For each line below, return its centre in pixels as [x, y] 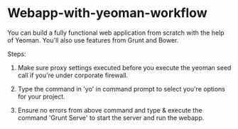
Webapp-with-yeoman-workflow [107, 13]
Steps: [17, 54]
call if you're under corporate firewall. [73, 75]
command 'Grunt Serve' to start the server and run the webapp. [111, 118]
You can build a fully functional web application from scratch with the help [116, 33]
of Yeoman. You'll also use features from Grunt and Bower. [93, 40]
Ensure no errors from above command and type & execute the [110, 110]
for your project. [41, 96]
